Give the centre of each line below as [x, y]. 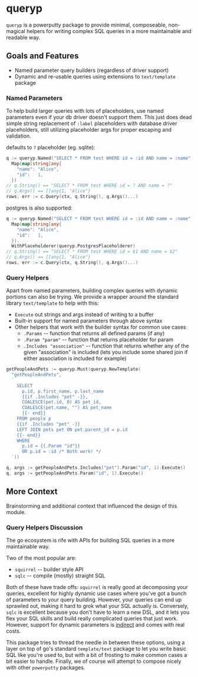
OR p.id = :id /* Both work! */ [61, 452]
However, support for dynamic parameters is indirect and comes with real [95, 624]
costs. [14, 631]
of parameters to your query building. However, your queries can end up [94, 599]
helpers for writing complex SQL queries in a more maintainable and [109, 31]
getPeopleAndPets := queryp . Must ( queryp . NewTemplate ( [74, 369]
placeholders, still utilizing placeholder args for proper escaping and [89, 130]
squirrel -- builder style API [49, 569]
